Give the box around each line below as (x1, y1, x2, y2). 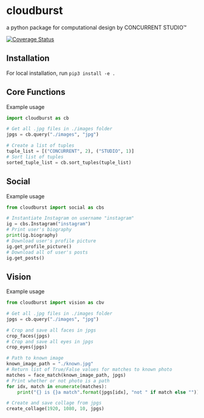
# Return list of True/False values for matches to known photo (6, 366, 172, 373)
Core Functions (6, 87, 66, 97)
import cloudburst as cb (6, 115, 69, 121)
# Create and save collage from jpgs (6, 400, 102, 406)
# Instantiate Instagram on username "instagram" (6, 215, 135, 221)
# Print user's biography (6, 226, 72, 233)
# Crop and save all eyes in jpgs (6, 338, 94, 344)
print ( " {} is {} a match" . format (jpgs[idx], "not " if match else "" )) (17, 389, 200, 395)
